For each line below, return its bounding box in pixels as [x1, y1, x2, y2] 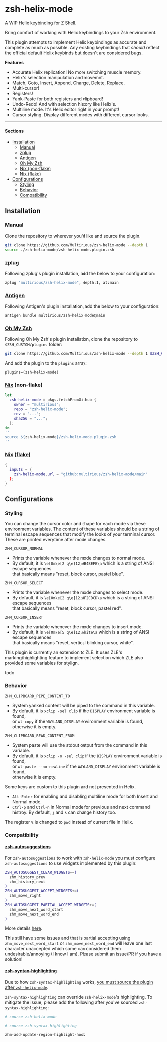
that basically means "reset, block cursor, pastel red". [12, 605, 122, 611]
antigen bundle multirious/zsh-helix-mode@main [5, 313, 106, 318]
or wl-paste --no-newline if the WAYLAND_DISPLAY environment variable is [12, 763, 161, 769]
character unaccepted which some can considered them [5, 946, 121, 952]
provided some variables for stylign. [5, 660, 79, 666]
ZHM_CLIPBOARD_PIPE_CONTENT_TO [5, 693, 70, 699]
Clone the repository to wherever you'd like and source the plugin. [5, 233, 141, 239]
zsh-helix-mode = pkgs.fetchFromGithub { [9, 397, 97, 403]
